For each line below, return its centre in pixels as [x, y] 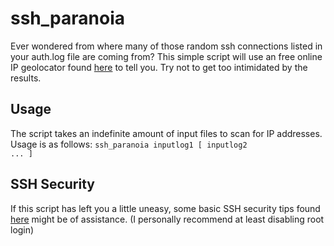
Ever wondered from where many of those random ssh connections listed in [166, 46]
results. [26, 78]
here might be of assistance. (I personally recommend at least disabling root [167, 219]
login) [22, 229]
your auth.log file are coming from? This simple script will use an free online [166, 56]
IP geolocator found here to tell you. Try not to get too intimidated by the [159, 67]
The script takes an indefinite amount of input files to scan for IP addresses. [166, 133]
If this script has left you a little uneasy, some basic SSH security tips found [165, 208]
